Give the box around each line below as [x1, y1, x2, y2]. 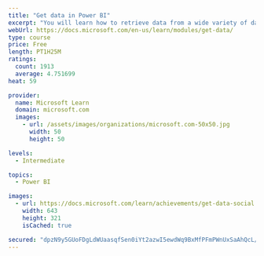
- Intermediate [15, 156, 65, 165]
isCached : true [22, 221, 72, 229]
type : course [8, 33, 51, 42]
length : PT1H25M [8, 48, 61, 56]
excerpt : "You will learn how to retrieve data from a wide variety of [8, 19, 247, 27]
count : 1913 [15, 63, 55, 71]
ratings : [8, 56, 37, 64]
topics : [8, 170, 34, 179]
